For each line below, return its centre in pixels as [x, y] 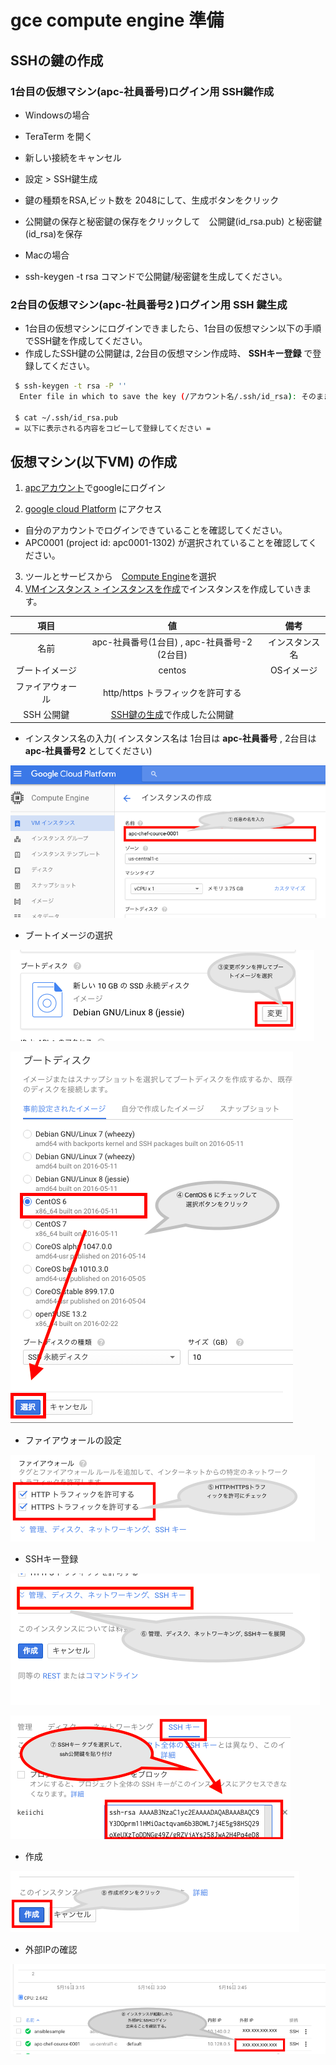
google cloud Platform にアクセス [93, 509]
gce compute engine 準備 [117, 20]
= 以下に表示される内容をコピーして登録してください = [113, 428]
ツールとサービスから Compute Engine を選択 [120, 577]
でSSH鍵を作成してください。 [86, 341]
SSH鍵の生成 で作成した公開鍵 [172, 714]
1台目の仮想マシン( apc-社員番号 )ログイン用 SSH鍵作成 [142, 91]
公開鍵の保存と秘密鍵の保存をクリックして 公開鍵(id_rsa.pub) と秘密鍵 [173, 221]
